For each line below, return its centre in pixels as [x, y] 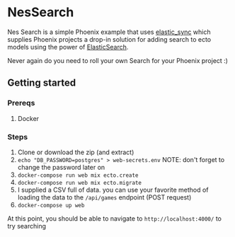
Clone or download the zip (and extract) [76, 152]
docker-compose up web [51, 205]
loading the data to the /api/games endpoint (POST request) [104, 197]
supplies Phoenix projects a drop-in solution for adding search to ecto [109, 39]
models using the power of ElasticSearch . [68, 47]
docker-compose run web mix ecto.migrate [79, 183]
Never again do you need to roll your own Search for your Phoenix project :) [118, 60]
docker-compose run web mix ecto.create [78, 175]
